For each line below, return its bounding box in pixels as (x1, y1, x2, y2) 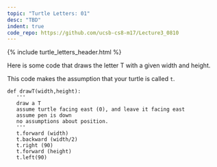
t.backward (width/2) (16, 136, 78, 143)
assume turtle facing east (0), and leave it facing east (16, 106, 186, 113)
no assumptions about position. (16, 118, 109, 125)
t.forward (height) (16, 148, 72, 155)
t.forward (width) (16, 130, 69, 137)
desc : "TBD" (7, 16, 41, 23)
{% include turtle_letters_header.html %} (7, 48, 122, 56)
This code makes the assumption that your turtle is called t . (7, 75, 175, 83)
